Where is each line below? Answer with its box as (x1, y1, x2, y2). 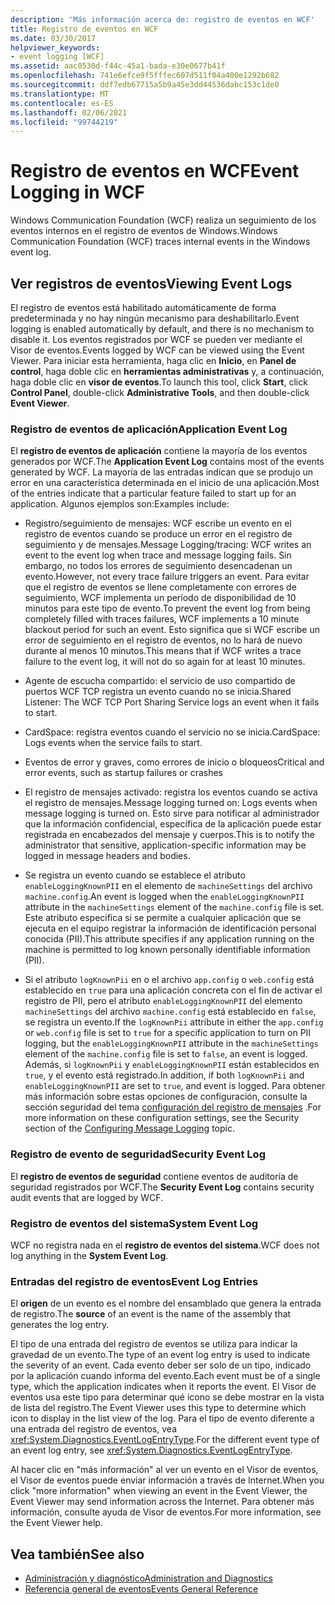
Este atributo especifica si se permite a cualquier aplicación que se (24, 912, 302, 924)
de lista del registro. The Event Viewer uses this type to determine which (10, 1402, 307, 1414)
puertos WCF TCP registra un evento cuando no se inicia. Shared (24, 686, 292, 698)
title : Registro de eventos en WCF (10, 24, 159, 34)
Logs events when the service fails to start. (24, 737, 203, 749)
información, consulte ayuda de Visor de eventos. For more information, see (10, 1506, 322, 1518)
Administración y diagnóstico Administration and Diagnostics (24, 1572, 273, 1584)
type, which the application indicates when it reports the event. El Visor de (10, 1381, 317, 1393)
